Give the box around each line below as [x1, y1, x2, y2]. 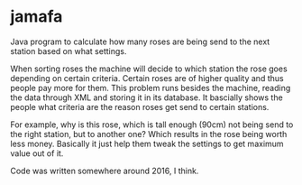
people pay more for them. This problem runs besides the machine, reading [10, 82, 291, 93]
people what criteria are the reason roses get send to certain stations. [10, 101, 270, 112]
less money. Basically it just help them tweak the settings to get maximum [10, 138, 284, 149]
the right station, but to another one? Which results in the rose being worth [10, 128, 288, 139]
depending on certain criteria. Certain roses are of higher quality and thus [10, 72, 284, 83]
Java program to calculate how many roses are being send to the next [10, 36, 270, 47]
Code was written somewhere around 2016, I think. [10, 165, 199, 176]
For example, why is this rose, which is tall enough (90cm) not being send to [10, 119, 294, 130]
